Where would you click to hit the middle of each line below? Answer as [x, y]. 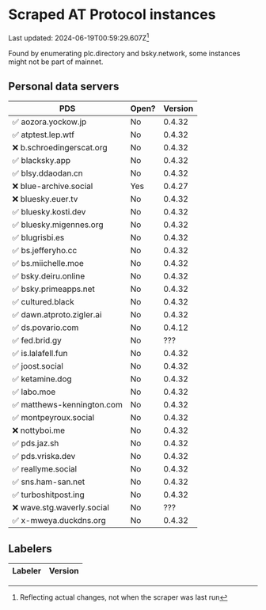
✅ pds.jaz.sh [36, 443]
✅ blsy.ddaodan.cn [47, 173]
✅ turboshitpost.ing [48, 494]
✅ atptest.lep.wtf [44, 135]
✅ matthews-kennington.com [67, 405]
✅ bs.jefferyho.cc [45, 251]
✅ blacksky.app [42, 161]
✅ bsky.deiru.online [49, 276]
